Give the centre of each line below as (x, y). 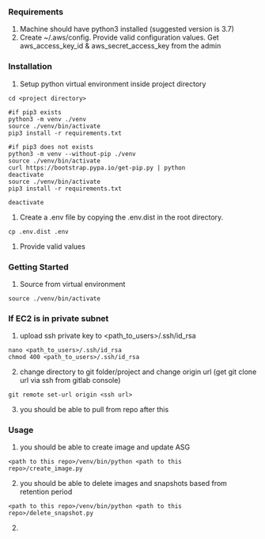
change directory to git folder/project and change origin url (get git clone (138, 372)
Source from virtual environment (72, 284)
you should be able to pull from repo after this (94, 410)
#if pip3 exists (35, 112)
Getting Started (38, 266)
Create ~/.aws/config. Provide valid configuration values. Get (119, 37)
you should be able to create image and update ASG (105, 447)
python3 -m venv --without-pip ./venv (72, 154)
